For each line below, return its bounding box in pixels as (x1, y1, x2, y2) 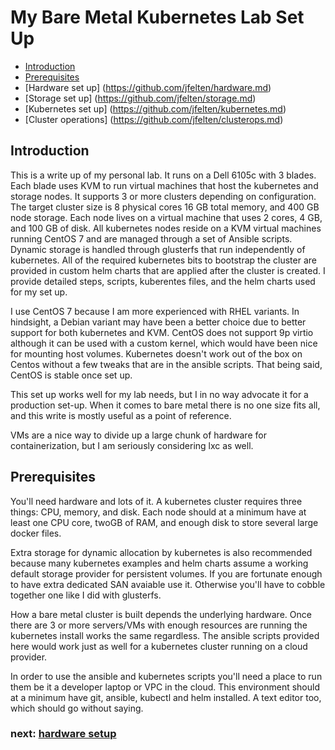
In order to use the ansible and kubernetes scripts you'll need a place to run (10, 670, 323, 682)
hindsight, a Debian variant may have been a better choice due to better (10, 316, 307, 328)
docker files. (10, 527, 62, 539)
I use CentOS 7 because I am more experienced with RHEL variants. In (10, 305, 300, 317)
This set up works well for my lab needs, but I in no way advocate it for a (10, 388, 309, 400)
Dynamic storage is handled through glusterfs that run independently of (10, 243, 306, 255)
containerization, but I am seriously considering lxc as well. (10, 439, 254, 451)
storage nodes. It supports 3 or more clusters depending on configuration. (10, 190, 317, 202)
